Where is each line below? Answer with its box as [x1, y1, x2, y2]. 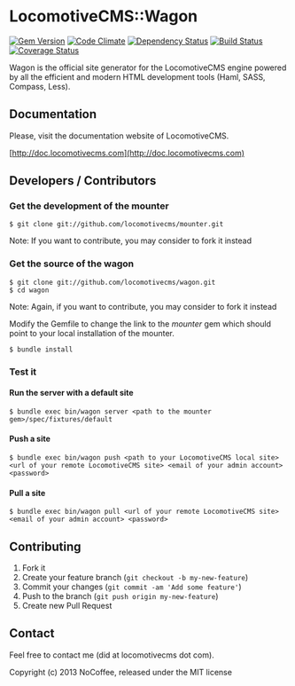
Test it [9, 366, 37, 378]
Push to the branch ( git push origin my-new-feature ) [21, 591, 219, 602]
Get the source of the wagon [9, 257, 135, 270]
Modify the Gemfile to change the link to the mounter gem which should [9, 318, 272, 329]
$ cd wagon [9, 286, 50, 295]
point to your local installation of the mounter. [9, 327, 175, 338]
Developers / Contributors [9, 173, 157, 188]
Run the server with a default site [9, 388, 135, 398]
